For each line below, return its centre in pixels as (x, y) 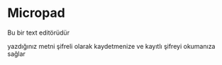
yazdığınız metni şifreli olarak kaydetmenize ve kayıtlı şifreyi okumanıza (111, 46)
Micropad (36, 13)
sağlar (17, 54)
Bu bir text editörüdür (38, 32)
